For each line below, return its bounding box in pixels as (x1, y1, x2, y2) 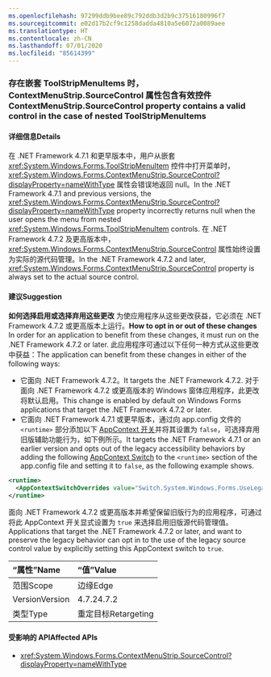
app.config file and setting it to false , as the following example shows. (19, 461, 254, 471)
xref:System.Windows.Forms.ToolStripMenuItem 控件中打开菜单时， (8, 161, 236, 170)
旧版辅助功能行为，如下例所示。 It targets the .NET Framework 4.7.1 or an (19, 435, 261, 444)
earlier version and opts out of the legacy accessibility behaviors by (19, 444, 246, 453)
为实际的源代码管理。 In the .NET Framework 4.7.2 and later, (8, 254, 206, 264)
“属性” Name (12, 564, 60, 575)
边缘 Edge (77, 579, 114, 591)
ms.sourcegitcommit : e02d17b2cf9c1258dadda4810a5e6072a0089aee (8, 19, 226, 27)
